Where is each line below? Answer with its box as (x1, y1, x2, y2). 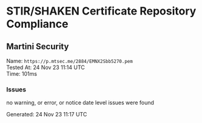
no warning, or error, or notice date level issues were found (6, 99, 155, 107)
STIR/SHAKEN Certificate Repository (6, 4, 197, 18)
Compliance (6, 17, 69, 31)
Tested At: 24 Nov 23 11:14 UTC (6, 64, 85, 71)
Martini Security (6, 41, 69, 52)
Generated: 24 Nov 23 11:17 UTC (6, 111, 87, 118)
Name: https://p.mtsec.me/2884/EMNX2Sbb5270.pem (6, 58, 133, 64)
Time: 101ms (6, 70, 38, 77)
